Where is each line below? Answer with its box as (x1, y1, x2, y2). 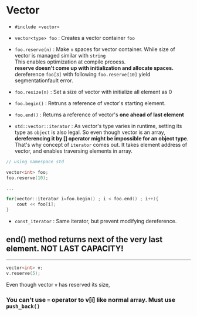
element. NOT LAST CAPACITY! (6, 244, 124, 254)
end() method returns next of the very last (6, 234, 163, 244)
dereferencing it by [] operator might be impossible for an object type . (14, 135, 189, 142)
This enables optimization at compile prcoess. (14, 58, 126, 65)
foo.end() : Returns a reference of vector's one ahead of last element (14, 111, 185, 118)
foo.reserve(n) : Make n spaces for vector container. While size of (14, 45, 175, 53)
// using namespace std (6, 159, 64, 164)
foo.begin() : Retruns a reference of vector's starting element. (14, 99, 166, 106)
